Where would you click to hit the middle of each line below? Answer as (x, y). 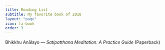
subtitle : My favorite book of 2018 (43, 14)
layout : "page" (21, 19)
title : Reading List (27, 10)
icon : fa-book (20, 24)
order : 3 (14, 28)
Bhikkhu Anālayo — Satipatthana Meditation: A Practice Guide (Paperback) (83, 42)
